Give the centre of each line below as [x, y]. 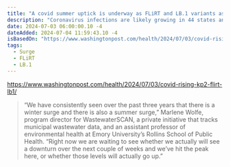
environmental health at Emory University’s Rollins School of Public [118, 134]
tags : [15, 45]
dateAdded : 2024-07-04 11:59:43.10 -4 [62, 33]
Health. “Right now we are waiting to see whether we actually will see [122, 141]
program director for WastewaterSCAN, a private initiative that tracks [121, 119]
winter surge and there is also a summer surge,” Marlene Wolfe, [114, 112]
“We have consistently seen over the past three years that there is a [119, 104]
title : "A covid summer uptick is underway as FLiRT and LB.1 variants [111, 13]
